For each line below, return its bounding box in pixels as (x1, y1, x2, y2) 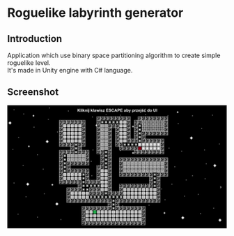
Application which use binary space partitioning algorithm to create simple (7, 51, 221, 59)
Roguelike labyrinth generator (7, 5, 184, 21)
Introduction (7, 33, 63, 45)
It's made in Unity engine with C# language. (7, 66, 133, 74)
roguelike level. (7, 59, 51, 67)
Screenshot (7, 86, 59, 98)
